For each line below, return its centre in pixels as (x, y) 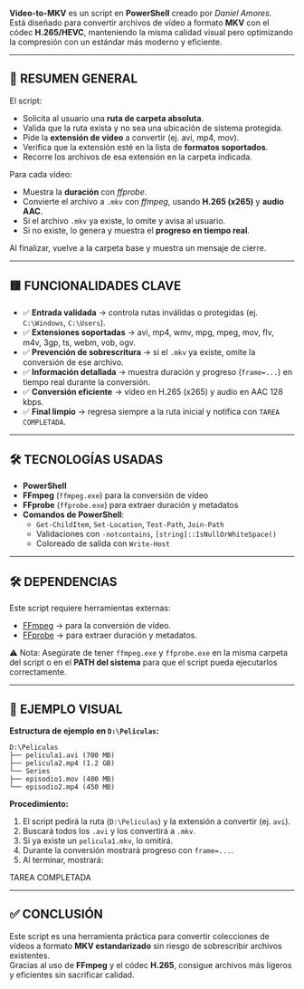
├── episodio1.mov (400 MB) (62, 779)
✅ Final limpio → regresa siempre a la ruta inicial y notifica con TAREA (151, 411)
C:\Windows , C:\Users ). (64, 322)
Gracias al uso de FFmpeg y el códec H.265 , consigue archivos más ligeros (151, 965)
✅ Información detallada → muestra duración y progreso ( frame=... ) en (157, 371)
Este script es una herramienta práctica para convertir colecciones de (139, 936)
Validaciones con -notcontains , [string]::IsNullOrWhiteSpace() (157, 534)
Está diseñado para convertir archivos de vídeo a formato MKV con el (139, 23)
